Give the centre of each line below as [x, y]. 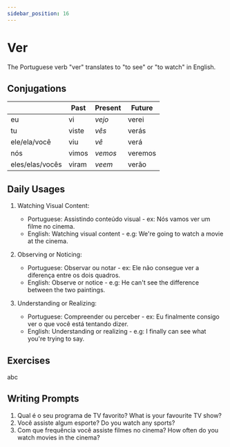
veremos [142, 153]
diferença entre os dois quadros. [74, 275]
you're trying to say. [56, 339]
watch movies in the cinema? [58, 437]
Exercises [29, 360]
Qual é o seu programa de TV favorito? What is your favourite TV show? [119, 415]
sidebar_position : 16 [38, 13]
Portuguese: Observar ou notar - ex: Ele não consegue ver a [113, 268]
